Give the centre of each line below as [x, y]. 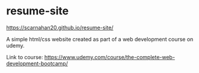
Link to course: [25, 57]
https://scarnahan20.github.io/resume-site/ [60, 28]
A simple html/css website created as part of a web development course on [100, 39]
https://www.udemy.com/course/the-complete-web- [110, 57]
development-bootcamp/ [37, 63]
